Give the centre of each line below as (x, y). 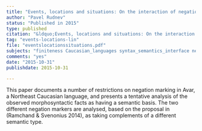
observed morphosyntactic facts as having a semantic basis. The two (92, 103)
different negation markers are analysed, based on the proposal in (88, 109)
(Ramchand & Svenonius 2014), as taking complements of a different (91, 115)
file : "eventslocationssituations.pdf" (56, 46)
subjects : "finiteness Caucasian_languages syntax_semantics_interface (98, 51)
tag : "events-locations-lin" (43, 40)
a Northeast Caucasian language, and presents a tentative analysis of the (97, 96)
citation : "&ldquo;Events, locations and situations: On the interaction (101, 34)
